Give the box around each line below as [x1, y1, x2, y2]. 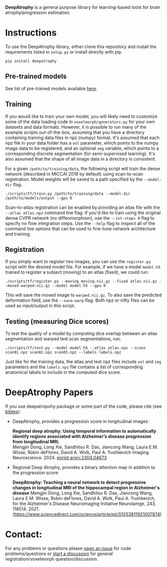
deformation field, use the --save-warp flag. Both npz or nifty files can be [5, 297, 155, 303]
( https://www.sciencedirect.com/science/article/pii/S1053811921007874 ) [12, 511, 162, 517]
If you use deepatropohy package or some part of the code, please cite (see [5, 403, 162, 409]
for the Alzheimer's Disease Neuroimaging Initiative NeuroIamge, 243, [12, 500, 156, 507]
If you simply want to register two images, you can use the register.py [5, 259, 151, 265]
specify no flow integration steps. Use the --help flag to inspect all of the [5, 220, 156, 226]
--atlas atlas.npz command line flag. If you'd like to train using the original [5, 210, 161, 216]
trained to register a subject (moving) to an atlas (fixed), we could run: [5, 269, 149, 275]
